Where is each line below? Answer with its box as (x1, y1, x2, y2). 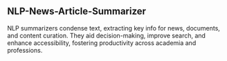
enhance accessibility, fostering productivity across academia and (7, 38, 197, 47)
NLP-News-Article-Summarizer (7, 6, 147, 17)
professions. (7, 46, 43, 54)
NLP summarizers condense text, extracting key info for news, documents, (7, 24, 220, 32)
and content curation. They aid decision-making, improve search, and (7, 31, 206, 40)
